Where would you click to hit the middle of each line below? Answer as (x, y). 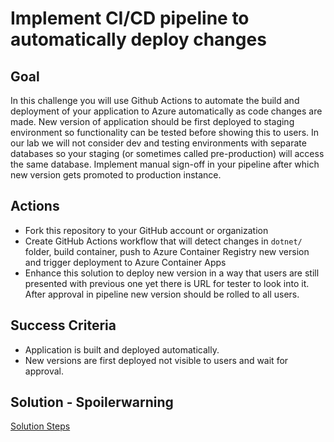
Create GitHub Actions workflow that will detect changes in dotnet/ (163, 241)
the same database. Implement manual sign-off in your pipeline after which (165, 164)
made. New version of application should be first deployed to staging (152, 121)
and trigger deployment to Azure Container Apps (125, 262)
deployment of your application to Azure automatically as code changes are (166, 111)
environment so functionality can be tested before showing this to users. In (165, 132)
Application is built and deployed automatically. (122, 349)
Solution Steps (40, 426)
